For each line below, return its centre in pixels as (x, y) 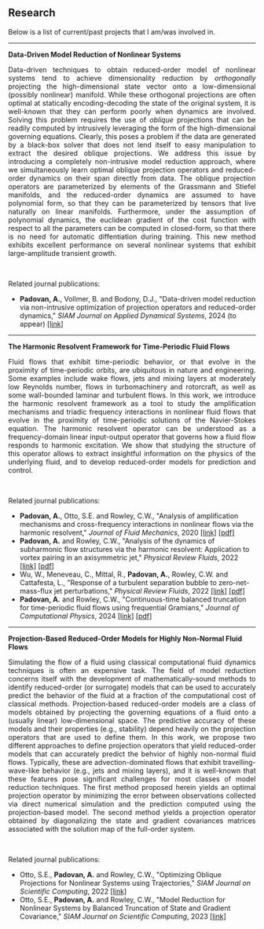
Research (32, 13)
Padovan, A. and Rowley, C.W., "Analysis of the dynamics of (117, 540)
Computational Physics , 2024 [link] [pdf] (86, 616)
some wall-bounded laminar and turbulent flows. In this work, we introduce (132, 395)
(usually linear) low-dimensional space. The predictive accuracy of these (132, 720)
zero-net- (234, 582)
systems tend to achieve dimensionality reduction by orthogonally (132, 78)
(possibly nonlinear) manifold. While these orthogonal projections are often (132, 94)
